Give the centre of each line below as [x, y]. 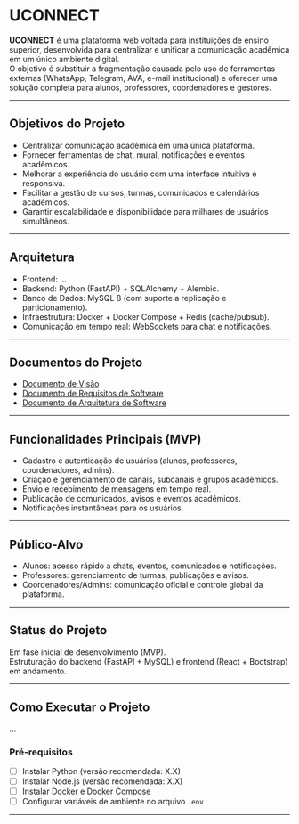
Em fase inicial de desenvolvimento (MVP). [88, 652]
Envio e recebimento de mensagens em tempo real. [117, 489]
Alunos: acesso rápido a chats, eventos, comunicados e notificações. [149, 566]
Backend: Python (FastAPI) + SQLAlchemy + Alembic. [121, 288]
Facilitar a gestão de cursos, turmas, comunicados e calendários [141, 192]
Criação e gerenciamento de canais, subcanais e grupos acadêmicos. [150, 480]
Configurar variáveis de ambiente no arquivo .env [113, 802]
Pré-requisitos [41, 752]
